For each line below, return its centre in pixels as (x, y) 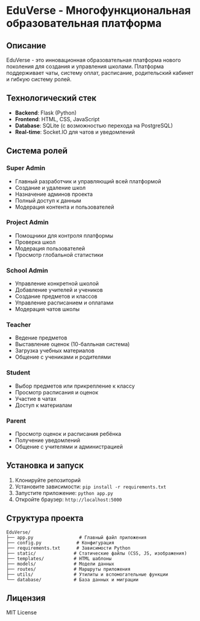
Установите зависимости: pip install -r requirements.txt (91, 487)
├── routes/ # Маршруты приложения (68, 569)
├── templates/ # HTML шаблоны (59, 558)
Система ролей (37, 151)
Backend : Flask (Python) (46, 113)
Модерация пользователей (50, 248)
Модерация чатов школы (47, 309)
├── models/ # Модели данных (60, 564)
